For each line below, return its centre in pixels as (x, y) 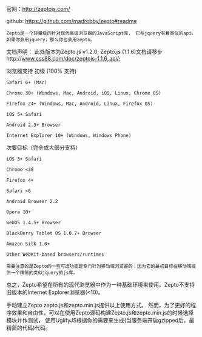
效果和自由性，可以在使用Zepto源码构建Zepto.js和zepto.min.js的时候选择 (103, 313)
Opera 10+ (19, 212)
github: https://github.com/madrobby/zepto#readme (72, 21)
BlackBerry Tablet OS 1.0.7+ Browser (54, 233)
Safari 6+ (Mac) (27, 82)
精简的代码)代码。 (29, 328)
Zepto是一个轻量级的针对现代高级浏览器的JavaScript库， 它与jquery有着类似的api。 (101, 33)
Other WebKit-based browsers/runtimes (55, 255)
